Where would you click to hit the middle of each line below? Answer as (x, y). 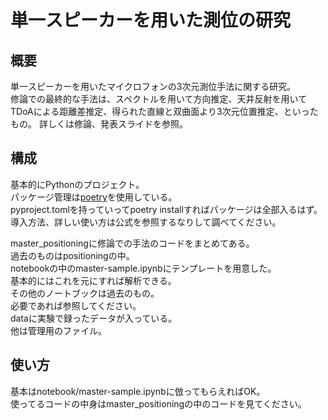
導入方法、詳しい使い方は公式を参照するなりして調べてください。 (146, 222)
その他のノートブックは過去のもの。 (85, 293)
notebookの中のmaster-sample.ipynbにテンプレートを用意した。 (143, 268)
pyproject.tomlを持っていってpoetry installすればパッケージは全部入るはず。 (166, 209)
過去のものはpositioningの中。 (72, 255)
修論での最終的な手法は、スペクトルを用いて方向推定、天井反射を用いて (159, 99)
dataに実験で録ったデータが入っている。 (94, 318)
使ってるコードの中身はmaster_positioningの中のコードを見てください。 (158, 403)
